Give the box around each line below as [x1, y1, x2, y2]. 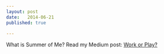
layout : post [6, 8, 38, 15]
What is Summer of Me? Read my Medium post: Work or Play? [6, 41, 158, 48]
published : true [6, 20, 46, 26]
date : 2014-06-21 [6, 14, 54, 20]
